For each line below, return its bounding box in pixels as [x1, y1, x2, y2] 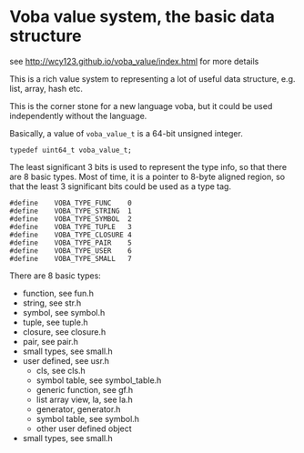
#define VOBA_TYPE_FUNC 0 [9, 198, 132, 207]
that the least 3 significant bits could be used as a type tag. [9, 180, 232, 192]
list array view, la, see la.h [35, 394, 134, 405]
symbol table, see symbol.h [35, 413, 139, 424]
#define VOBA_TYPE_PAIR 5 [9, 238, 132, 247]
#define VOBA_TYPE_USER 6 [9, 246, 132, 256]
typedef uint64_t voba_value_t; [9, 146, 132, 155]
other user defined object [35, 423, 132, 434]
